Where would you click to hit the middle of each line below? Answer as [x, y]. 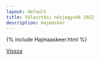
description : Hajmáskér [36, 23]
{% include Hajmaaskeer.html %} [47, 40]
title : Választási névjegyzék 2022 [50, 17]
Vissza [14, 51]
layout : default [26, 12]
